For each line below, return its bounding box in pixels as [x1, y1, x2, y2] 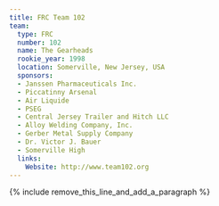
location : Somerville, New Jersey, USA [17, 63, 166, 72]
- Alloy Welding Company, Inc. [17, 121, 134, 130]
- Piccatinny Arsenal [17, 87, 98, 96]
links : [17, 153, 42, 163]
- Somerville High [17, 145, 86, 154]
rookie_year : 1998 [17, 54, 86, 63]
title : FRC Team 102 [9, 12, 86, 22]
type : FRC [17, 29, 53, 38]
